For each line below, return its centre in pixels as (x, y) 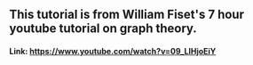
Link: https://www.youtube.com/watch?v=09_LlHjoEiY (113, 51)
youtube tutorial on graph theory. (103, 29)
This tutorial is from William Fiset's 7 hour (126, 15)
